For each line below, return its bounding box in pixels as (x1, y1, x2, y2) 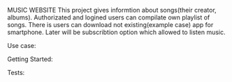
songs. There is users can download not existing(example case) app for (7, 21, 214, 28)
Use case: (7, 42, 36, 49)
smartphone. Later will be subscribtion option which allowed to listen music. (7, 28, 226, 36)
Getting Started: (7, 55, 54, 63)
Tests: (7, 69, 25, 76)
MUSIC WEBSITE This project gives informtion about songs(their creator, (7, 6, 217, 14)
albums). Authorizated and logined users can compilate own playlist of (7, 13, 210, 22)
